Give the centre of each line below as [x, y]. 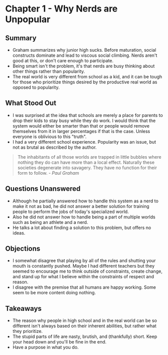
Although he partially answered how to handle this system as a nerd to [85, 201]
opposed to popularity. [36, 87]
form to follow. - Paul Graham [48, 173]
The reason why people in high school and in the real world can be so [85, 321]
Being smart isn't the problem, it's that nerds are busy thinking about [83, 66]
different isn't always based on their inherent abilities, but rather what [85, 326]
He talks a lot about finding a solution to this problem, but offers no [82, 227]
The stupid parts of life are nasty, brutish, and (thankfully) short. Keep [85, 336]
